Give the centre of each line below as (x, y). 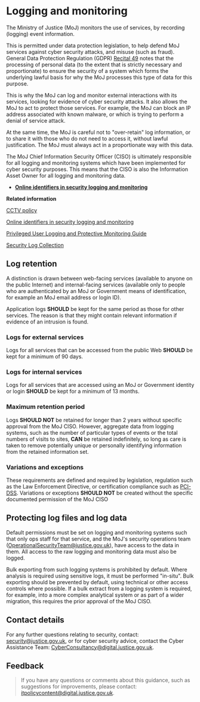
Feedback (25, 666)
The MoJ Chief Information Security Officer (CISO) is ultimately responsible (99, 156)
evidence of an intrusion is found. (47, 322)
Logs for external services (45, 337)
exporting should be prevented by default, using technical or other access (97, 582)
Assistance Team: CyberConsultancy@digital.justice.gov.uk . (80, 647)
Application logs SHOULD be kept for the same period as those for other (95, 309)
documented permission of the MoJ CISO (57, 499)
